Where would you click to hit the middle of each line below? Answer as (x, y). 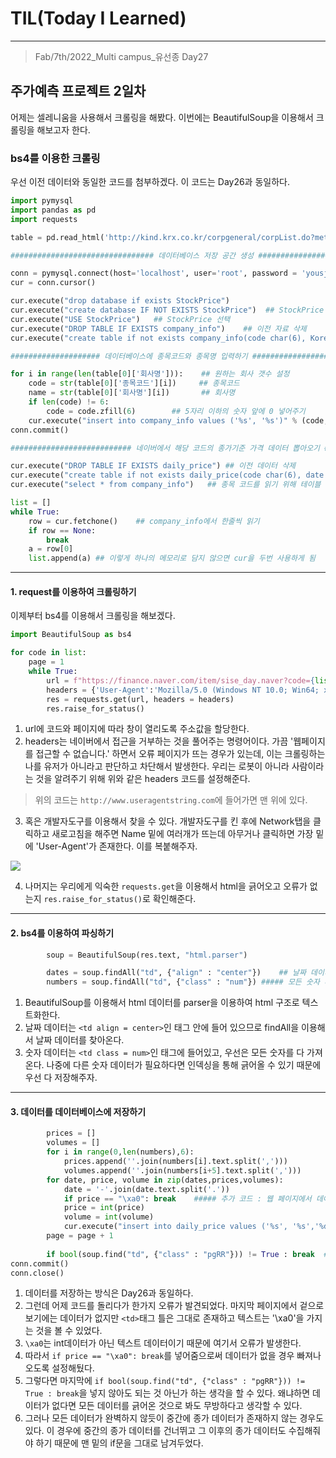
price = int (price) (104, 1208)
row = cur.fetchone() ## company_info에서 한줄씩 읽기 (144, 521)
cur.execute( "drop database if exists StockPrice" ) (120, 301)
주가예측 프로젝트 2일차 (78, 91)
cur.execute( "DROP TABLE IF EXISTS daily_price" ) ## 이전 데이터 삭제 (153, 466)
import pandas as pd (53, 210)
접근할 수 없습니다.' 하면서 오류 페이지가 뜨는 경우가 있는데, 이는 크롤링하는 (180, 754)
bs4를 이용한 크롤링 (55, 158)
